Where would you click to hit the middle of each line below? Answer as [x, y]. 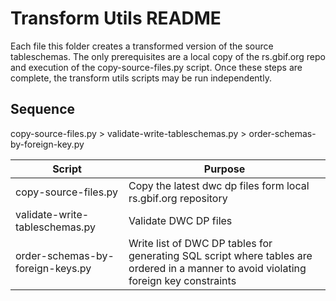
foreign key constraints [182, 280]
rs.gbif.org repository [178, 198]
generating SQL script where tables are [220, 255]
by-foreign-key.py [47, 144]
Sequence [43, 109]
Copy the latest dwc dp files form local [219, 185]
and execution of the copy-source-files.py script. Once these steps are [156, 67]
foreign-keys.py [53, 268]
